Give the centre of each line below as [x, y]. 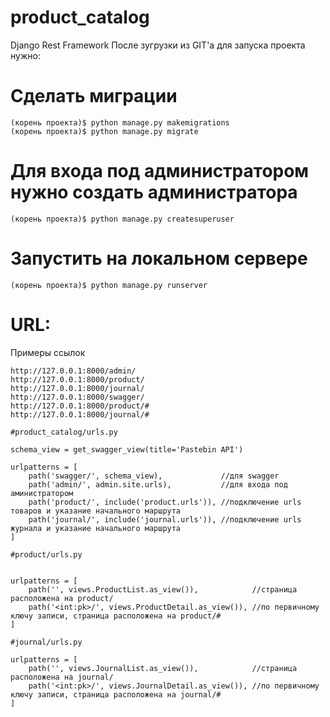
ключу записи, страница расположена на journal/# [116, 694]
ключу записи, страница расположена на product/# [116, 616]
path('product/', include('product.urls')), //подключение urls [165, 502]
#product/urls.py [46, 554]
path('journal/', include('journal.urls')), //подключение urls [165, 519]
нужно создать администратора [154, 192]
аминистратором [42, 493]
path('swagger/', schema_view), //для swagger [154, 476]
